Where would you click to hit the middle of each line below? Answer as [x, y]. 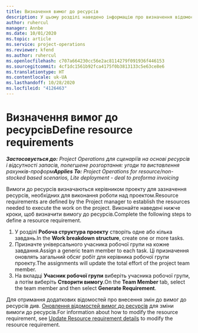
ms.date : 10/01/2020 [32, 34]
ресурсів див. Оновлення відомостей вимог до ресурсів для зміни [90, 306]
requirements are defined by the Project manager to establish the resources [98, 202]
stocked [16, 177]
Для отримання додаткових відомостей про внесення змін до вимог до [96, 299]
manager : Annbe [25, 28]
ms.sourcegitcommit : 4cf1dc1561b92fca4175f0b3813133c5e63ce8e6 [85, 66]
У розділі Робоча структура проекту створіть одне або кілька [93, 232]
